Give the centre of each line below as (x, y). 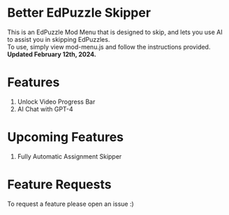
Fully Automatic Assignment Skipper (69, 156)
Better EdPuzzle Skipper (79, 13)
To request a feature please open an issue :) (71, 204)
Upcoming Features (66, 137)
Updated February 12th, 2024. (52, 54)
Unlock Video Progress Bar (56, 102)
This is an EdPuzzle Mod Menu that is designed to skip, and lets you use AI (115, 32)
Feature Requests (59, 184)
